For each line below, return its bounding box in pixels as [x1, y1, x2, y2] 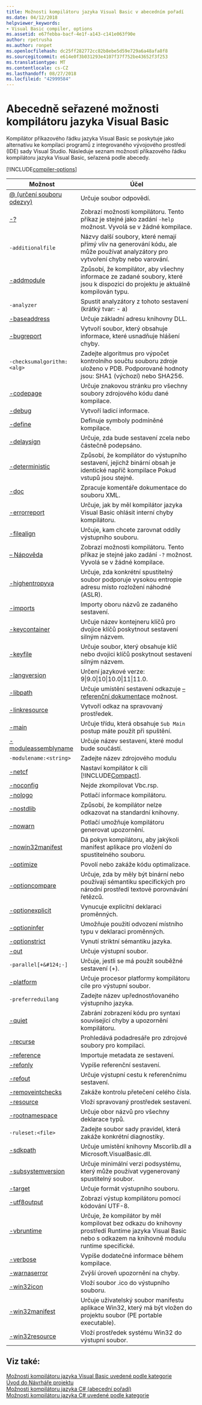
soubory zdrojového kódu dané [80, 390, 169, 398]
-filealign [9, 529, 36, 538]
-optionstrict [9, 937, 46, 946]
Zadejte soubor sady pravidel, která [80, 1125, 181, 1134]
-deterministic [9, 463, 50, 471]
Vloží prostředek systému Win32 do [80, 1328, 182, 1337]
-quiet [9, 1017, 28, 1025]
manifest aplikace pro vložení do [80, 843, 173, 851]
